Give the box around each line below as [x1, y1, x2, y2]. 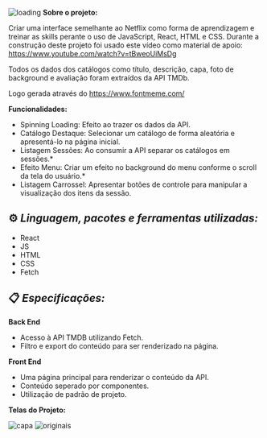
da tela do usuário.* [19, 171, 86, 180]
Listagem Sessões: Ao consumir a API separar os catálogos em [19, 146, 231, 155]
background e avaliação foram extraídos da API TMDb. [8, 73, 191, 82]
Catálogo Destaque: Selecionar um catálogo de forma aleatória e [19, 129, 236, 138]
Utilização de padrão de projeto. [19, 389, 127, 399]
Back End [8, 316, 41, 326]
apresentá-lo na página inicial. [19, 137, 121, 147]
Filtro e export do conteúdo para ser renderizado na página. [19, 341, 219, 350]
